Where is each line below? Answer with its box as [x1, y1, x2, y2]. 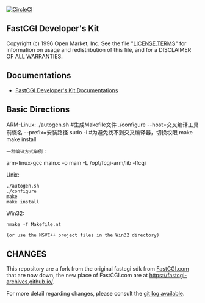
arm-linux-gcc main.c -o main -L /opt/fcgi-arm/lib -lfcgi [6, 159, 146, 167]
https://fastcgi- [149, 272, 187, 279]
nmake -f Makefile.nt [6, 222, 62, 228]
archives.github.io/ [6, 278, 53, 285]
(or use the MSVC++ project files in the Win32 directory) [6, 232, 160, 238]
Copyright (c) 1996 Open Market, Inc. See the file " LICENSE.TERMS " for [6, 40, 187, 47]
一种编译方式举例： [6, 148, 48, 155]
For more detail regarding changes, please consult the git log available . [6, 290, 185, 298]
